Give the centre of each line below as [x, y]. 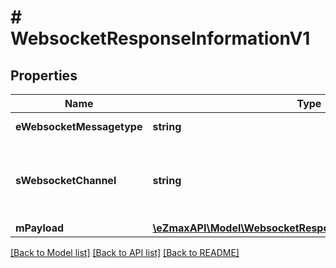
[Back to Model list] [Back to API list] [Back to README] [125, 252]
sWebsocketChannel [66, 180]
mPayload [40, 228]
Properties [44, 75]
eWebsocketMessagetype [79, 126]
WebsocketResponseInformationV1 [160, 38]
